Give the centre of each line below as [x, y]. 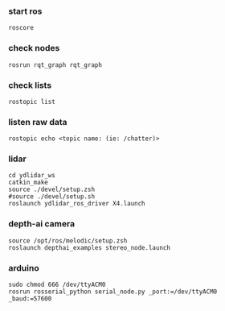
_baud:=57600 [30, 299]
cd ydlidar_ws [32, 176]
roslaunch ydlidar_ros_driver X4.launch [77, 204]
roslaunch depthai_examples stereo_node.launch [90, 247]
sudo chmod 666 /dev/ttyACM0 [57, 285]
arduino [24, 267]
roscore [21, 28]
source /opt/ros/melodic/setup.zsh [68, 241]
